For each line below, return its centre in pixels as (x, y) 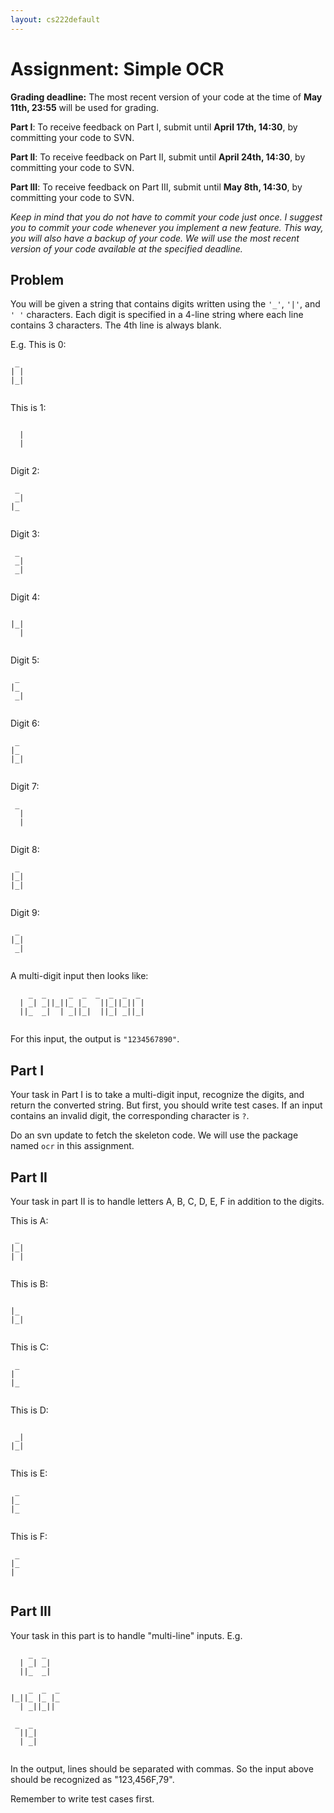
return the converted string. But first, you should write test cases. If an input (166, 1105)
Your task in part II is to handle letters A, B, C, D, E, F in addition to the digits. (167, 1201)
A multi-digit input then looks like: (79, 976)
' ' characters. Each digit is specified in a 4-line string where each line (157, 315)
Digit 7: (25, 787)
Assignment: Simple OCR (117, 68)
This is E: (29, 1473)
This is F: (29, 1536)
